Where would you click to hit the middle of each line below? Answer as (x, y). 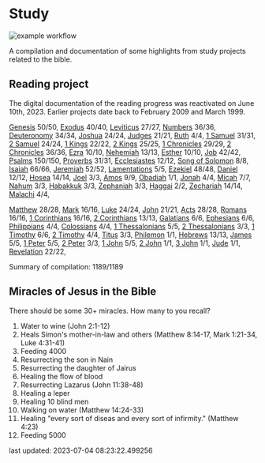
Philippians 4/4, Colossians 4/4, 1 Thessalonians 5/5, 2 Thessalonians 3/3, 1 (132, 226)
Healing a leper (45, 393)
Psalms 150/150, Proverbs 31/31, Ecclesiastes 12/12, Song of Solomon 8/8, (129, 160)
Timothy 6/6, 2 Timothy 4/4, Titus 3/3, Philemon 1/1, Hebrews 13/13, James (131, 235)
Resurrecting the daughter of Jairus (78, 367)
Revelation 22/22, (37, 251)
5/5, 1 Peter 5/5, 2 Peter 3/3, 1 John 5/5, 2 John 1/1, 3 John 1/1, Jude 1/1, (125, 243)
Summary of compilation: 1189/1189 (66, 266)
